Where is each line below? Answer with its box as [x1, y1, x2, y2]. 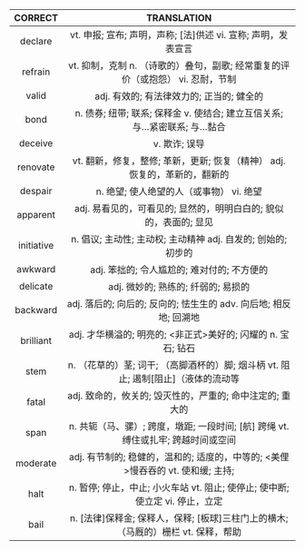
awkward [16, 263, 56, 275]
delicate [18, 280, 54, 292]
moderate [15, 457, 57, 469]
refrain [22, 65, 51, 78]
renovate [16, 161, 55, 173]
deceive [18, 137, 54, 149]
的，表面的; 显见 [144, 216, 214, 228]
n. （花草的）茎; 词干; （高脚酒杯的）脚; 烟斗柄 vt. [67, 358, 279, 371]
